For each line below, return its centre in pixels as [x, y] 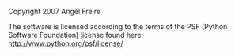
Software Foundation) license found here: [76, 35]
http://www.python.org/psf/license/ [66, 43]
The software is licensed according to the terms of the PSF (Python [118, 26]
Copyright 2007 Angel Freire [55, 11]
